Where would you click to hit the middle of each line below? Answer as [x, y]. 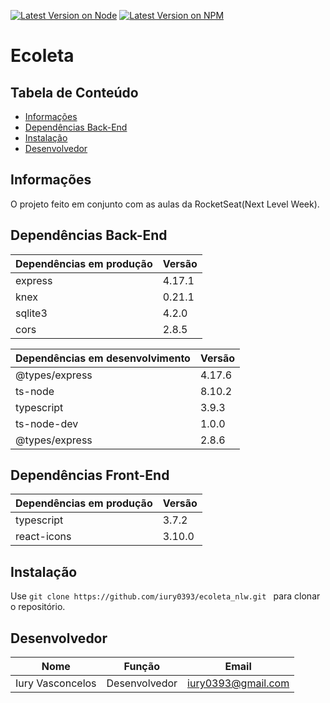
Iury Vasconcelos [56, 683]
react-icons [43, 537]
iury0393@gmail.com [238, 683]
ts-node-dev [47, 423]
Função [142, 667]
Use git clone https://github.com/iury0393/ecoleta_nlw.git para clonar [165, 596]
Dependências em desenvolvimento [103, 358]
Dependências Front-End [90, 475]
